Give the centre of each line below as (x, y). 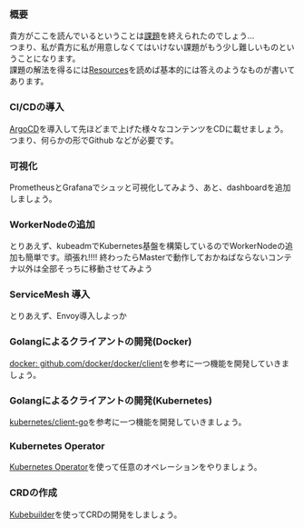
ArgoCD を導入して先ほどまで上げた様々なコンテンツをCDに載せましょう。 (149, 128)
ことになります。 (49, 59)
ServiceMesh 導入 (50, 294)
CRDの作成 (33, 493)
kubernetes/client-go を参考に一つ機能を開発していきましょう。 (128, 422)
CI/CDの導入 (37, 107)
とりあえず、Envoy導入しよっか (68, 316)
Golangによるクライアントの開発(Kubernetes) (111, 400)
